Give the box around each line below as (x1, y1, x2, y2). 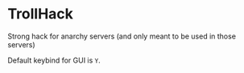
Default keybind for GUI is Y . (7, 55, 101, 65)
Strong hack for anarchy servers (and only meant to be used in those (7, 31, 237, 41)
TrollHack (7, 5, 74, 23)
